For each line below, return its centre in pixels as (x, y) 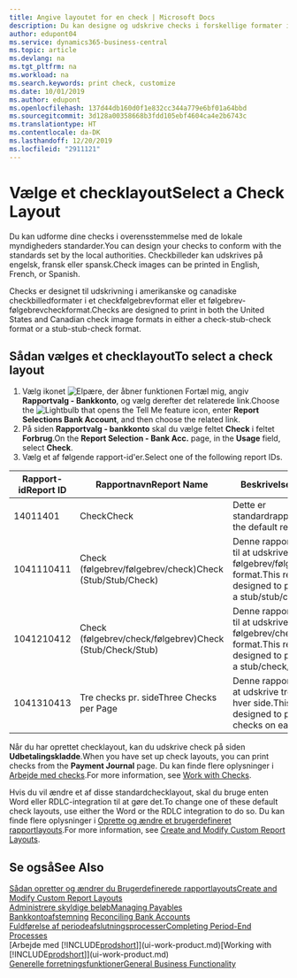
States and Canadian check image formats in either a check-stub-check (140, 319)
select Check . (47, 448)
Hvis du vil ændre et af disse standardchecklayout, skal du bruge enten (139, 792)
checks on (255, 725)
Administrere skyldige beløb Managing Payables (96, 907)
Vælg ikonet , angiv (135, 391)
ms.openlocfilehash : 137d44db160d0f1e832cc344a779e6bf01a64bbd (128, 108)
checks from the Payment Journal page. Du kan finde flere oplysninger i (141, 766)
